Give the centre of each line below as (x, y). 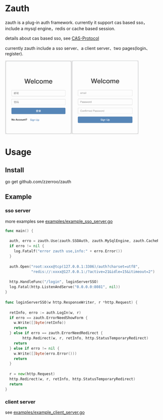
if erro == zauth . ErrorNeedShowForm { (49, 318)
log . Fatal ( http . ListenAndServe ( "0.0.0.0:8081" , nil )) (65, 287)
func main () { (19, 231)
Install (15, 170)
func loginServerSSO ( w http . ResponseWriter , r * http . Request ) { (71, 302)
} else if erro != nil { (34, 348)
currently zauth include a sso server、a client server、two (63, 48)
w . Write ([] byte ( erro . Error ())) (45, 354)
